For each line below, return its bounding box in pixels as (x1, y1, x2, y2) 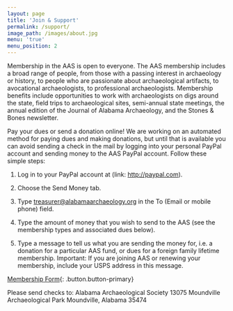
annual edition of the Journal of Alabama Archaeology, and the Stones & (7, 106, 214, 114)
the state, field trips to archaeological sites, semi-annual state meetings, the (7, 99, 225, 107)
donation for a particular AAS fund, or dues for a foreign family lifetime (17, 247, 220, 255)
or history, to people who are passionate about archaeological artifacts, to (7, 77, 219, 84)
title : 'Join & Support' (7, 17, 79, 24)
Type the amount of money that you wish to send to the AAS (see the (17, 218, 216, 227)
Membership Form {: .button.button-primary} (7, 275, 134, 283)
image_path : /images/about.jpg (7, 29, 98, 37)
